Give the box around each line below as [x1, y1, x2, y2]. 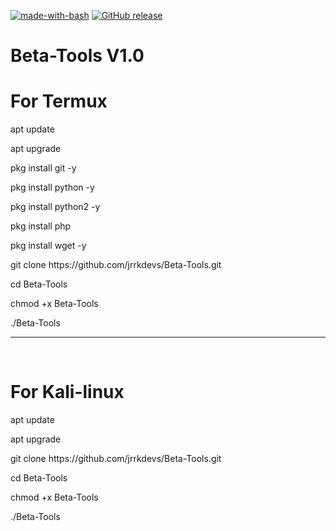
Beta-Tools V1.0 [10, 45, 145, 67]
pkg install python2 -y [10, 201, 101, 213]
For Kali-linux [10, 381, 125, 404]
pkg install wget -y [10, 240, 87, 252]
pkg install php [10, 220, 72, 232]
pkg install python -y [10, 181, 95, 194]
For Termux [10, 90, 108, 113]
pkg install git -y [10, 162, 77, 174]
